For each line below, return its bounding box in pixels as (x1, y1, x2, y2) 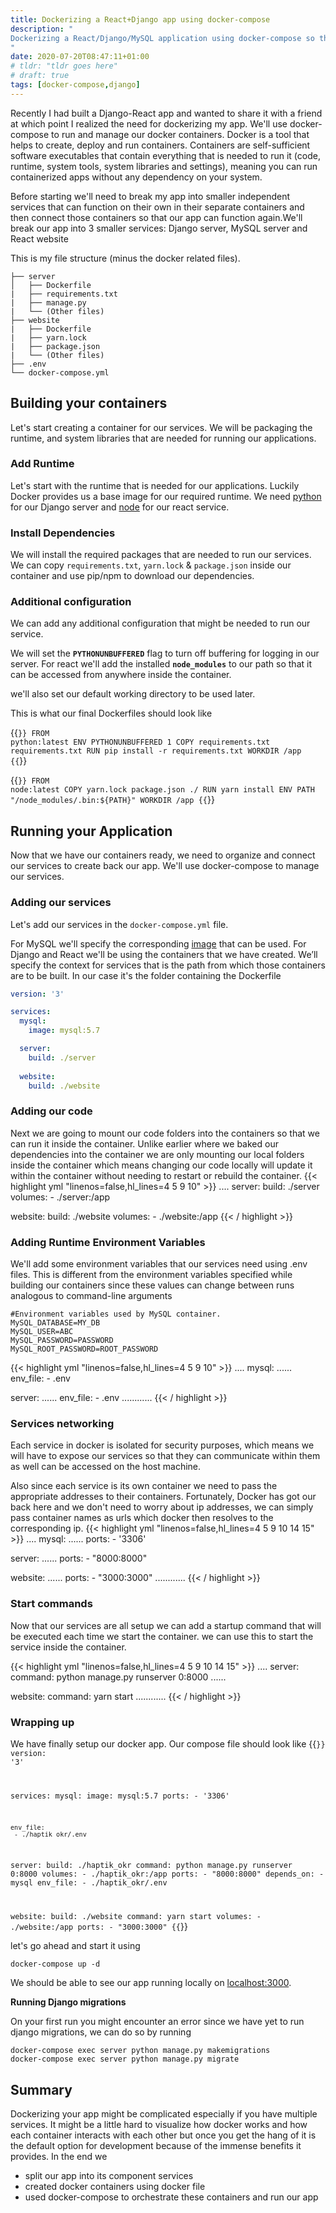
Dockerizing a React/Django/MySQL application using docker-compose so (10, 33, 315, 43)
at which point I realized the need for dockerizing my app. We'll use (10, 117, 288, 130)
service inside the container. (10, 1641, 127, 1653)
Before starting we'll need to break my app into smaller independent (10, 190, 291, 202)
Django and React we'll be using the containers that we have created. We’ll (10, 948, 318, 960)
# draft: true (10, 71, 70, 81)
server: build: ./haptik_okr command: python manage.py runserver (10, 1861, 293, 1871)
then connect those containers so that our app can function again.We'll (10, 211, 303, 223)
